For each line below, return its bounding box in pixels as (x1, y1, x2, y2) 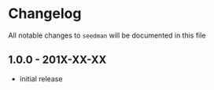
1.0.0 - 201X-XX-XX (8, 53, 107, 67)
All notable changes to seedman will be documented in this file (8, 31, 206, 40)
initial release (19, 74, 63, 83)
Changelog (8, 5, 82, 23)
